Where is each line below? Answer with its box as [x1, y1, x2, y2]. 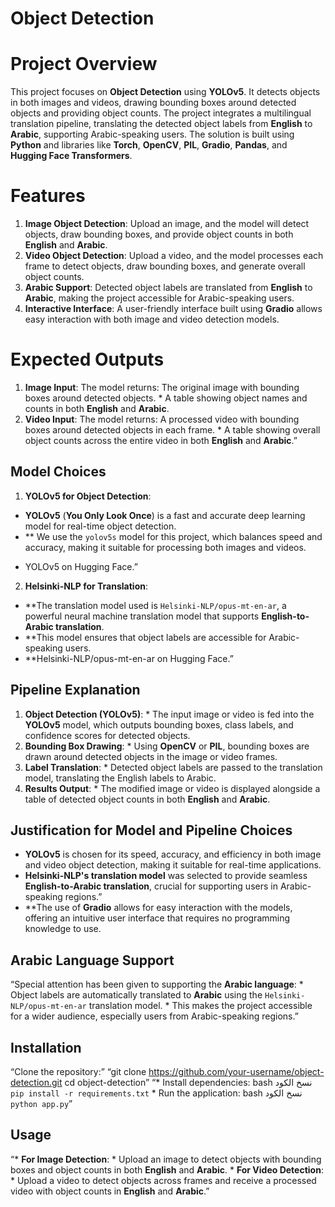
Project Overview [10, 53, 158, 76]
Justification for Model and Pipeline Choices [10, 822, 293, 839]
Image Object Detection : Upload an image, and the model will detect [24, 218, 310, 230]
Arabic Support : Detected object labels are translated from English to [24, 282, 313, 294]
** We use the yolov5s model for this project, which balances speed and [24, 530, 323, 542]
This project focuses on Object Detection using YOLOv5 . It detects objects [10, 86, 321, 98]
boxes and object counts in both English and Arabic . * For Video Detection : [10, 1163, 324, 1176]
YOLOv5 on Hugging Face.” [24, 560, 138, 572]
